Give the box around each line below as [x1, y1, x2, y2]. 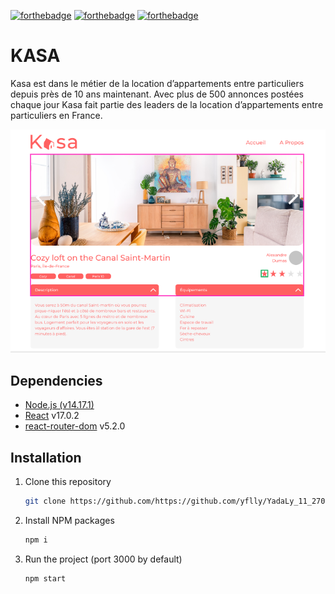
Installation [10, 449, 82, 466]
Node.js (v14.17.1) [24, 399, 95, 411]
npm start [24, 573, 67, 584]
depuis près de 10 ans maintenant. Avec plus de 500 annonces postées [10, 88, 304, 100]
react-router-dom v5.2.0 [24, 420, 126, 432]
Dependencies [10, 372, 103, 389]
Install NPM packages [24, 514, 115, 526]
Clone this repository [24, 475, 112, 487]
